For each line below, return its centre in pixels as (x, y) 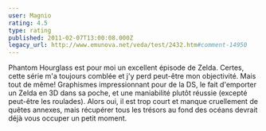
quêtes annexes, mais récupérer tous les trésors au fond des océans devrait (133, 110)
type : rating (30, 30)
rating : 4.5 (28, 23)
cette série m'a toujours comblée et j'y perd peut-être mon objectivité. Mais (132, 76)
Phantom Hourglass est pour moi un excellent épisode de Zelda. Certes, (126, 67)
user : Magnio (30, 15)
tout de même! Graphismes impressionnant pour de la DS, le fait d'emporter (133, 85)
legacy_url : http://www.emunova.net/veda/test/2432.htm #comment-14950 (128, 45)
